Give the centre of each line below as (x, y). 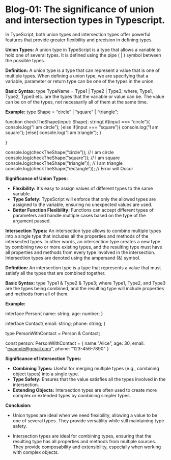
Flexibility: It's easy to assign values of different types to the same (83, 188)
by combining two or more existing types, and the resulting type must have (84, 247)
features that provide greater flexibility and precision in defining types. (79, 40)
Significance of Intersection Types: (43, 359)
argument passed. (32, 221)
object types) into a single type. (46, 374)
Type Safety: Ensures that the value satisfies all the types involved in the (89, 379)
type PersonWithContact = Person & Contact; (53, 333)
